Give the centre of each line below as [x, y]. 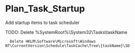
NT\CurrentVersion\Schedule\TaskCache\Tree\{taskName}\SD [67, 45]
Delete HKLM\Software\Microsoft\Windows [53, 41]
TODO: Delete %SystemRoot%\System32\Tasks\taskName [66, 32]
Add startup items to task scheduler [42, 22]
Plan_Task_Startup [45, 9]
